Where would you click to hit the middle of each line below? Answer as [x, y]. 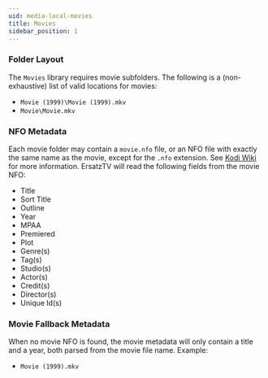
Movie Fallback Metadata [59, 324]
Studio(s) [35, 268]
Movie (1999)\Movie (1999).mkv [73, 102]
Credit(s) [35, 285]
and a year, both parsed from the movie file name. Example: [108, 350]
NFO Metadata [38, 131]
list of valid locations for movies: [103, 85]
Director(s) [38, 294]
